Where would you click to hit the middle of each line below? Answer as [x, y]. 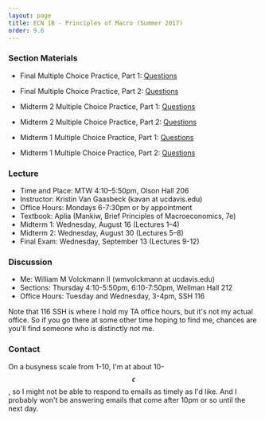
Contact [24, 349]
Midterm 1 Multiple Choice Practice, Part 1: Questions [107, 137]
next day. [23, 408]
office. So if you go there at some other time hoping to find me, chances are [132, 320]
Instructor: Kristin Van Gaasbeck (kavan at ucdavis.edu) [111, 199]
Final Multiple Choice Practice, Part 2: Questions [99, 91]
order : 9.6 [26, 30]
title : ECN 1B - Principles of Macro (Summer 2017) [95, 23]
